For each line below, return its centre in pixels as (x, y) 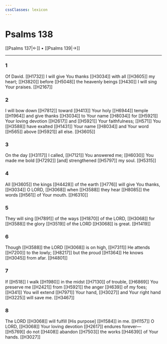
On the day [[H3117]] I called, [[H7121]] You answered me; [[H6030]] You (80, 155)
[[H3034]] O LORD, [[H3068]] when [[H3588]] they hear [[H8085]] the (78, 190)
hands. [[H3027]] (23, 337)
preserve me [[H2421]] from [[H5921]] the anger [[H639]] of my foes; (76, 287)
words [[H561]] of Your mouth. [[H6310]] (47, 195)
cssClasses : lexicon (27, 10)
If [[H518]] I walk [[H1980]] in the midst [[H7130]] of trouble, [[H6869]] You (82, 281)
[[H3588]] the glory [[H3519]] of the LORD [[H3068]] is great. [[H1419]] (78, 224)
